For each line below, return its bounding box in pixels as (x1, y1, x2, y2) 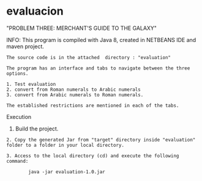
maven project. (6, 43, 45, 50)
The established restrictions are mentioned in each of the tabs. (6, 102, 179, 108)
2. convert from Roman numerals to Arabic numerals (6, 87, 141, 93)
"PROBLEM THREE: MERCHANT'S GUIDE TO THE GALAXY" (6, 24, 157, 32)
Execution (6, 113, 32, 120)
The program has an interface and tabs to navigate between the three (6, 65, 190, 71)
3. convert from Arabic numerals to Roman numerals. (6, 91, 144, 98)
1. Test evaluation (6, 81, 56, 87)
